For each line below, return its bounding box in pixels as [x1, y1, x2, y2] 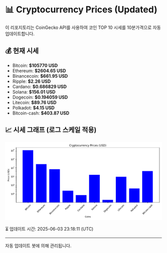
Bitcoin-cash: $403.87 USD [12, 110, 70, 116]
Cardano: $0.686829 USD [12, 83, 67, 90]
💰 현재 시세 [5, 47, 39, 55]
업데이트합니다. [5, 30, 35, 36]
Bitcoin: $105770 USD [12, 62, 58, 68]
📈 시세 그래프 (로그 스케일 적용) [5, 126, 97, 134]
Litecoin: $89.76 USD [12, 99, 57, 105]
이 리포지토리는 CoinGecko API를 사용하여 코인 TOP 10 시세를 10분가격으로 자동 [5, 24, 161, 30]
